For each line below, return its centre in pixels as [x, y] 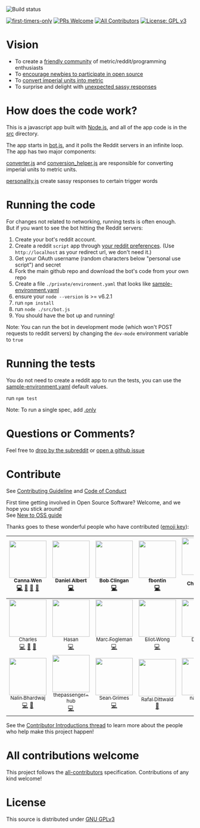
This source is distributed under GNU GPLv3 [60, 819]
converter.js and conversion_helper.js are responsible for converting [90, 163]
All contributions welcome [73, 756]
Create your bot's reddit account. [55, 239]
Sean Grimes [114, 698]
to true [15, 339]
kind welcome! [24, 779]
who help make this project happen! [50, 731]
